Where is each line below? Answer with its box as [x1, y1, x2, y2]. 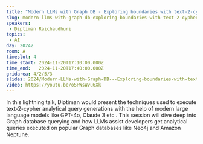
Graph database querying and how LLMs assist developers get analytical [6, 118, 188, 125]
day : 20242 [6, 43, 34, 49]
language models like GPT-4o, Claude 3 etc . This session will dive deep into [6, 111, 197, 119]
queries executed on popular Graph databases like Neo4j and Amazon [6, 125, 181, 131]
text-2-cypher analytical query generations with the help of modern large [6, 105, 188, 112]
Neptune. [6, 131, 30, 138]
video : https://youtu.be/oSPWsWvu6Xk [6, 82, 101, 88]
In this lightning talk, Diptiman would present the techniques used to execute [6, 99, 197, 106]
